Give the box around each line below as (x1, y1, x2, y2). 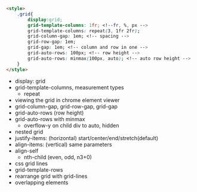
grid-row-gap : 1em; (27, 39, 76, 45)
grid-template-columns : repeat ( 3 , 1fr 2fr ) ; (27, 27, 140, 34)
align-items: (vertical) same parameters (14, 141, 112, 148)
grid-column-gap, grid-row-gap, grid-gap (14, 103, 118, 110)
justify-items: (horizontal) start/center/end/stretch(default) (14, 134, 158, 141)
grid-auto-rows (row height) (14, 109, 84, 116)
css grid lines (14, 160, 48, 167)
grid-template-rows (14, 166, 63, 173)
